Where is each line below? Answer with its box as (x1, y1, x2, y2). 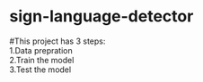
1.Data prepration (9, 45, 74, 55)
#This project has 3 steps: (9, 36, 106, 46)
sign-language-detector (9, 6, 194, 27)
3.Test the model (9, 64, 72, 75)
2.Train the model (9, 54, 75, 65)
